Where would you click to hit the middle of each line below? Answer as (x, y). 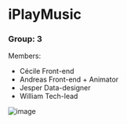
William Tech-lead (49, 97)
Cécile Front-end (47, 71)
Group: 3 (25, 39)
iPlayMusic (45, 15)
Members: (25, 56)
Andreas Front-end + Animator (69, 79)
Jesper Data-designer (55, 88)
